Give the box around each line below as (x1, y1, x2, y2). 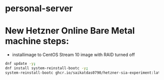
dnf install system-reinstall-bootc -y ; (5, 66, 89, 71)
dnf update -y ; (5, 61, 36, 66)
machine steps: (5, 36, 69, 47)
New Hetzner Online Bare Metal (5, 25, 135, 37)
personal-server (5, 3, 73, 14)
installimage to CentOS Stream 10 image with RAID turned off (12, 52, 135, 58)
